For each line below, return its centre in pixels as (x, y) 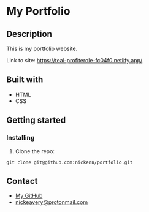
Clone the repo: (35, 151)
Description (29, 34)
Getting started (36, 120)
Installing (21, 138)
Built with (25, 80)
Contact (22, 181)
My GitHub (29, 196)
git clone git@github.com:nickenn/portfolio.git (70, 162)
